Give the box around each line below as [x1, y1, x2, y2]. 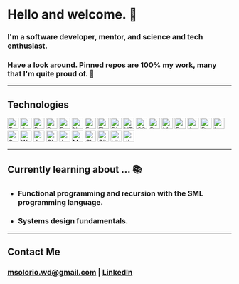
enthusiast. [7, 41, 48, 51]
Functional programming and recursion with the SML [17, 188, 204, 198]
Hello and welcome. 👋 [7, 6, 137, 23]
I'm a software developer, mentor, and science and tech [7, 32, 203, 42]
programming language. [17, 197, 104, 207]
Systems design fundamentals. [17, 216, 129, 226]
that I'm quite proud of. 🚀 [7, 69, 95, 79]
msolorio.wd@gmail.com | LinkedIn [7, 268, 133, 278]
